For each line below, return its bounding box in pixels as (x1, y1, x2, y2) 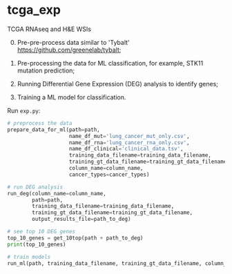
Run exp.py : (7, 106, 41, 115)
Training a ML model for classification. (17, 92, 126, 101)
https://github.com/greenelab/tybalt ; (17, 46, 122, 54)
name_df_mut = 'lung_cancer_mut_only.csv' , (68, 133, 190, 139)
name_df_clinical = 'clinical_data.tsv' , (68, 146, 184, 153)
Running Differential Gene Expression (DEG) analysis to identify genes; (17, 79, 219, 88)
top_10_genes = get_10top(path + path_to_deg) (7, 234, 144, 242)
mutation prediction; (17, 66, 75, 75)
